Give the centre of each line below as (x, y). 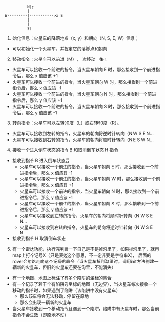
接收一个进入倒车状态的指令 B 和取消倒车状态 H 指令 (65, 150)
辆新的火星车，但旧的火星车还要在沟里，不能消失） (64, 267)
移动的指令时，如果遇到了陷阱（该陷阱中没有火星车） (66, 290)
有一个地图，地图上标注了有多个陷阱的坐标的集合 (62, 278)
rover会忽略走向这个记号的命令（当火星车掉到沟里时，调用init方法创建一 (85, 261)
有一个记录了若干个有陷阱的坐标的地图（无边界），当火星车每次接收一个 (84, 284)
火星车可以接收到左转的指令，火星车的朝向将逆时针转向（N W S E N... (83, 133)
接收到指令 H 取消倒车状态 (39, 238)
